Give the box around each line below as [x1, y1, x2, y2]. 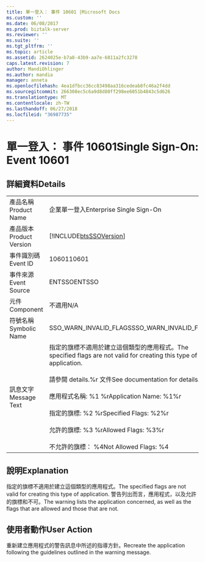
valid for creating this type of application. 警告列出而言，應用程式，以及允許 [6, 490, 197, 498]
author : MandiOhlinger [6, 66, 64, 72]
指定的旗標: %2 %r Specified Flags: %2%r [49, 409, 169, 418]
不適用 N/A [49, 301, 79, 310]
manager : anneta [6, 77, 48, 83]
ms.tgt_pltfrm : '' [6, 43, 53, 50]
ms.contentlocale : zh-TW [6, 100, 70, 106]
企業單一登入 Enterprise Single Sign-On [49, 206, 162, 214]
